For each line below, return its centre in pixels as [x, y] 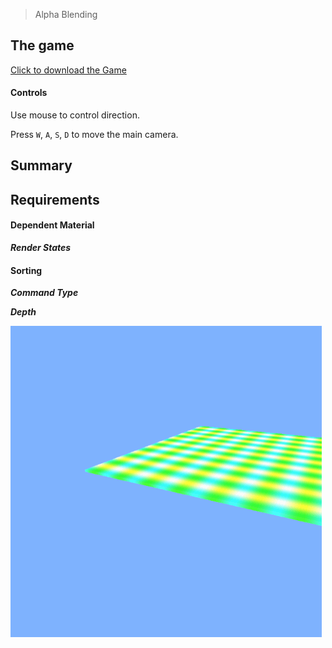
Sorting [26, 270]
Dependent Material [52, 225]
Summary [41, 165]
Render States [41, 247]
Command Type [44, 293]
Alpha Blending [66, 14]
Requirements [55, 199]
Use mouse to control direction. [75, 115]
